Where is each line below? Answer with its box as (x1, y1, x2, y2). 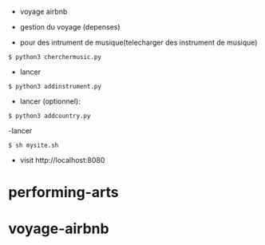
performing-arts (8, 184, 119, 202)
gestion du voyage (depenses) (19, 22, 121, 31)
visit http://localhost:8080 (19, 156, 105, 164)
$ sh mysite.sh (8, 141, 59, 149)
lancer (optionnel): (19, 97, 81, 106)
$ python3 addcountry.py (8, 112, 91, 120)
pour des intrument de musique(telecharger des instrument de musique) (19, 38, 258, 47)
